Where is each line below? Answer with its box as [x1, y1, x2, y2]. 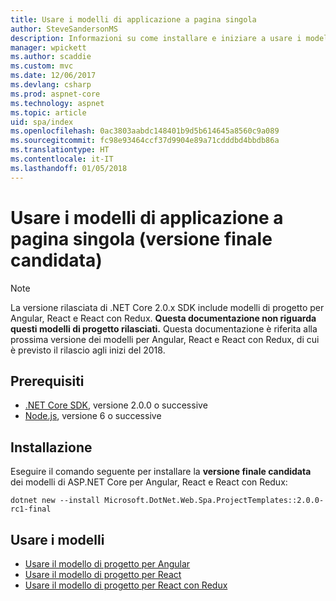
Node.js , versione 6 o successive [24, 410, 162, 422]
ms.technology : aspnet [10, 98, 105, 108]
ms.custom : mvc [10, 61, 74, 71]
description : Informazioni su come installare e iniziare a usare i [10, 33, 302, 43]
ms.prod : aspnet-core [10, 89, 101, 99]
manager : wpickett [10, 42, 87, 53]
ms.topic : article [10, 107, 87, 118]
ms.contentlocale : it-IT [10, 154, 114, 164]
